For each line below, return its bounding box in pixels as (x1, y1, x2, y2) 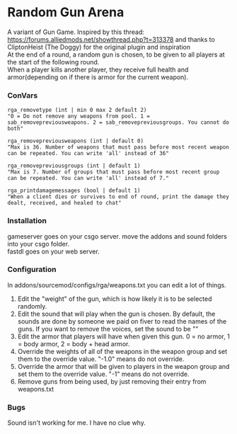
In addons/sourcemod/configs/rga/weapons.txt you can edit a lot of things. (7, 280, 226, 289)
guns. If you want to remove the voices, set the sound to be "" (17, 324, 199, 333)
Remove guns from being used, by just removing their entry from (17, 377, 207, 386)
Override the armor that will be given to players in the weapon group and (17, 362, 230, 370)
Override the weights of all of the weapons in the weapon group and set (17, 347, 228, 355)
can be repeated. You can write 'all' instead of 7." (7, 175, 170, 182)
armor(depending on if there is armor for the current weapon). (7, 72, 189, 81)
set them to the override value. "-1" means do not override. (17, 370, 190, 378)
